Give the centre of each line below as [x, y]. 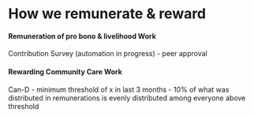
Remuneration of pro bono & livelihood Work [82, 36]
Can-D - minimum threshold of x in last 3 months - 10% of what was [119, 89]
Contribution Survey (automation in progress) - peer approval [108, 54]
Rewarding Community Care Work [65, 71]
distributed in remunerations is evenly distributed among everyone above [127, 98]
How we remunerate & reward [107, 14]
